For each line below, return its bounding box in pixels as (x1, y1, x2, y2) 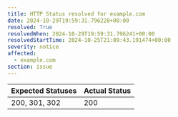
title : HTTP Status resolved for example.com (7, 10, 145, 18)
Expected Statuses (11, 86, 77, 96)
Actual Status (83, 86, 131, 96)
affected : (7, 50, 37, 57)
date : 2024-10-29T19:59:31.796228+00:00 (7, 17, 130, 24)
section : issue (7, 63, 53, 70)
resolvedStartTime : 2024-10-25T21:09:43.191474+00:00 (7, 37, 172, 44)
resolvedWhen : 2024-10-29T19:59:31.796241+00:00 (7, 30, 155, 38)
